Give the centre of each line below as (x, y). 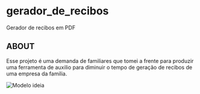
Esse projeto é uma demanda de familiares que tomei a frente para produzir (100, 60)
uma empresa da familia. (37, 74)
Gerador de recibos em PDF (41, 28)
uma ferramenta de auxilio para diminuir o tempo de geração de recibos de (99, 67)
